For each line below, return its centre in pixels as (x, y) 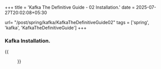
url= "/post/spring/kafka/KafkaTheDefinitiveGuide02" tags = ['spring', (77, 22)
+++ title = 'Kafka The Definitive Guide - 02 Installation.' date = (70, 7)
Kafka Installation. (28, 41)
